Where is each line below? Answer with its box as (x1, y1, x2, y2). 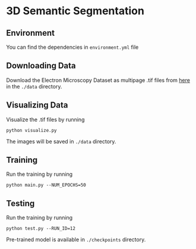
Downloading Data (6, 61, 76, 71)
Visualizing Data (6, 100, 68, 111)
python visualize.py (6, 127, 58, 133)
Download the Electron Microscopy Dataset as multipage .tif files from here (6, 76, 190, 84)
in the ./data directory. (6, 83, 62, 90)
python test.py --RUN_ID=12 (6, 226, 76, 232)
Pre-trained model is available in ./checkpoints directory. (6, 236, 146, 243)
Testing (6, 198, 35, 209)
